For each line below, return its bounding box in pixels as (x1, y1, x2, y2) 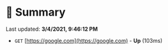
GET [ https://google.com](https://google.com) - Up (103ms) (14, 37, 163, 44)
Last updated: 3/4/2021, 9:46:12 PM (5, 25, 98, 33)
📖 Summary (5, 5, 66, 19)
